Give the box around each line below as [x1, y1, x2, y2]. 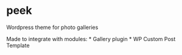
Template [6, 42, 30, 49]
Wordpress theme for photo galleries [6, 24, 99, 31]
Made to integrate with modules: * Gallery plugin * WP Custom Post [6, 35, 176, 42]
